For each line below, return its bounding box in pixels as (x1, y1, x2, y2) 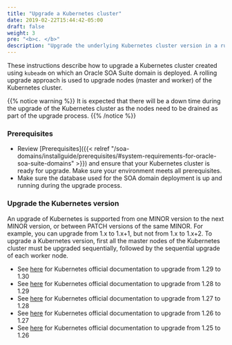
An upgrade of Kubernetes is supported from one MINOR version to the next (7, 214, 224, 222)
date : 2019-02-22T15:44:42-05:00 (7, 17, 104, 24)
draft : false (7, 23, 45, 30)
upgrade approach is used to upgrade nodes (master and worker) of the (7, 76, 213, 84)
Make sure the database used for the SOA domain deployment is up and (17, 174, 222, 182)
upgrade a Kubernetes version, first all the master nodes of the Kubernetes (7, 236, 220, 245)
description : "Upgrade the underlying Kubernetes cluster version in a (7, 42, 217, 49)
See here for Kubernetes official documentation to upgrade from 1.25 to (17, 324, 221, 332)
